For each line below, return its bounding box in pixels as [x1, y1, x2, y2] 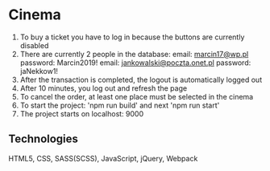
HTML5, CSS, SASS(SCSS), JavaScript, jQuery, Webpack [8, 153, 198, 163]
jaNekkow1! [19, 66, 59, 75]
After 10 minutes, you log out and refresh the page [19, 83, 188, 93]
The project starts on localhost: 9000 [19, 108, 144, 118]
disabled [19, 40, 49, 50]
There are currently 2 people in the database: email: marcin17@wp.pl [19, 49, 249, 59]
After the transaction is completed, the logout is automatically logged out [19, 75, 263, 84]
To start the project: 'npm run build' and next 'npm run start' [19, 100, 220, 110]
